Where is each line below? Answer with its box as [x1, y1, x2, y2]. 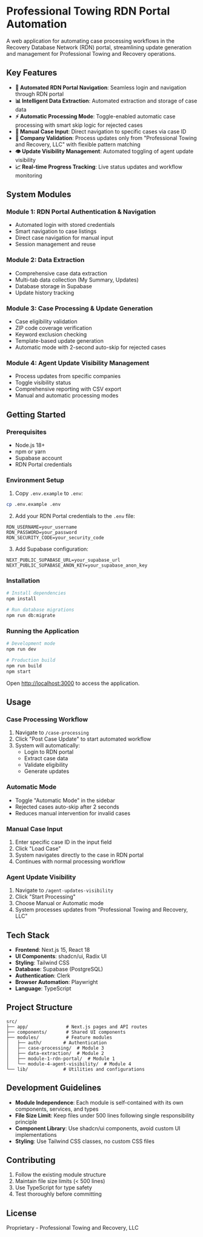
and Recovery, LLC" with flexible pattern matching [15, 141, 141, 148]
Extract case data [24, 755, 68, 762]
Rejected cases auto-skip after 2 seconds [15, 803, 119, 811]
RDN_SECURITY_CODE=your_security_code [6, 535, 104, 541]
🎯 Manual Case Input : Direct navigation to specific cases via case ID [15, 127, 187, 135]
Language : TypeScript [15, 985, 72, 993]
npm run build [6, 662, 42, 669]
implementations [15, 1131, 57, 1138]
